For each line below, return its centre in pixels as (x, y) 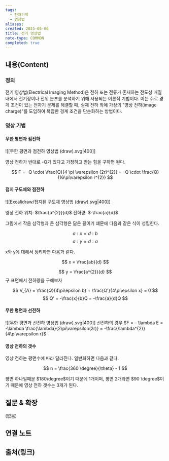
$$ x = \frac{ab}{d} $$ (85, 262)
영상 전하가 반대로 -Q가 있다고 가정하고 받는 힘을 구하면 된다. (65, 162)
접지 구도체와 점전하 (25, 189)
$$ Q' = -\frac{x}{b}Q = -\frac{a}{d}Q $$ (85, 298)
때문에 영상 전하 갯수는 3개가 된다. (44, 385)
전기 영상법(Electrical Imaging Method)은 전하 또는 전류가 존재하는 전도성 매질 (84, 92)
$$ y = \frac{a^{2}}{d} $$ (85, 272)
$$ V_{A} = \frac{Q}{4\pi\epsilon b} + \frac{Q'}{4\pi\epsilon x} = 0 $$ (85, 290)
